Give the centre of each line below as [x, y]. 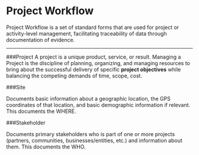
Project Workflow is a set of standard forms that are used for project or [93, 27]
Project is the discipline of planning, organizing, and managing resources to [98, 63]
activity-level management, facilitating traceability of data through [86, 33]
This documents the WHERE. [41, 111]
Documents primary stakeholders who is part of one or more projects [91, 134]
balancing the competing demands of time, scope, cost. [74, 76]
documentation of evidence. [41, 40]
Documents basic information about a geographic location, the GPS [88, 98]
